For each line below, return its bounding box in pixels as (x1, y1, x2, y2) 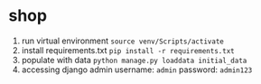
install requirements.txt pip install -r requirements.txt (21, 44, 236, 55)
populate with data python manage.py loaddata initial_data (21, 54, 247, 65)
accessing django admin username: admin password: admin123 (21, 64, 253, 75)
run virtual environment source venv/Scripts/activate (21, 35, 225, 46)
